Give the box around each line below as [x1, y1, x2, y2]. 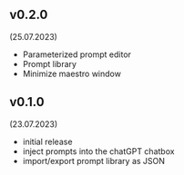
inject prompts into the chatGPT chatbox [22, 145, 175, 157]
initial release [22, 136, 73, 147]
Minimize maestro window [22, 68, 121, 79]
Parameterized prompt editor [22, 49, 132, 60]
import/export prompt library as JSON [22, 155, 166, 166]
